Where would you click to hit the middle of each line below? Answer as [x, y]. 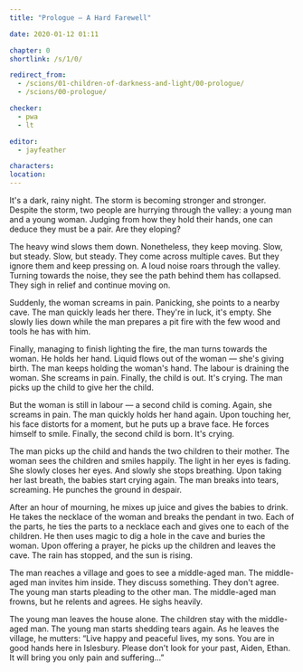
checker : [26, 109]
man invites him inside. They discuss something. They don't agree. [155, 582]
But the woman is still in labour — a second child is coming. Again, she [141, 405]
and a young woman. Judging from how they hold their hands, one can [141, 219]
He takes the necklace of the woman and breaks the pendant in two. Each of [152, 517]
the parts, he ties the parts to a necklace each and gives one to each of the [149, 526]
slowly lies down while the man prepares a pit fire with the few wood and [145, 322]
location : [28, 175]
